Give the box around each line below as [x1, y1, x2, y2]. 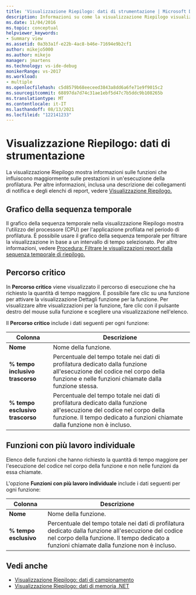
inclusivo [9, 367, 35, 375]
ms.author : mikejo [6, 52, 51, 58]
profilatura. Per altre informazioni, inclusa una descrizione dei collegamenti [6, 181, 186, 188]
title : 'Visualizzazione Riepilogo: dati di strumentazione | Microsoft [6, 8, 187, 15]
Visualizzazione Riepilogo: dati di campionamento [14, 576, 134, 583]
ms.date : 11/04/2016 [6, 19, 57, 25]
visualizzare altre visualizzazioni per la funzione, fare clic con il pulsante [6, 302, 180, 309]
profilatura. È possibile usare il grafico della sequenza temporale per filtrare [6, 232, 187, 239]
